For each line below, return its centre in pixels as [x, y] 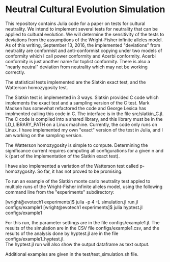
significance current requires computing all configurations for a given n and [84, 150]
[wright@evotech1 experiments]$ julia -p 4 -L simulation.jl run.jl [72, 202]
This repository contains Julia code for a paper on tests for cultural [75, 23]
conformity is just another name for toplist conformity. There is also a [78, 61]
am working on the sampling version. [44, 135]
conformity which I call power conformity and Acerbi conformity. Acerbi [81, 56]
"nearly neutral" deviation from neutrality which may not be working [76, 67]
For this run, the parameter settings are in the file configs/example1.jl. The [82, 222]
